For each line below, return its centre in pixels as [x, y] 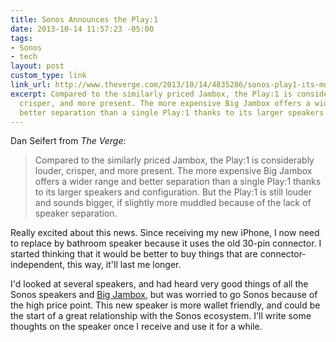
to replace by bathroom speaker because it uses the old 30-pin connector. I [166, 243]
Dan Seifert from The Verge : [68, 141]
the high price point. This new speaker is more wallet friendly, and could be [165, 305]
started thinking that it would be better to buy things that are [134, 254]
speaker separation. [76, 213]
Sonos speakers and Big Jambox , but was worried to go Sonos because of [164, 295]
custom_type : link [48, 76]
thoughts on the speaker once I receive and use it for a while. [136, 327]
